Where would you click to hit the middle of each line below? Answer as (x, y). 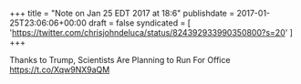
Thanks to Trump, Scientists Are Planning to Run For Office (120, 60)
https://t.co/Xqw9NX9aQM (60, 69)
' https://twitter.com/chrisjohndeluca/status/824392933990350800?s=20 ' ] (151, 32)
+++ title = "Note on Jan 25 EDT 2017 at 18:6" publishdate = (122, 13)
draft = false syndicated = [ (140, 23)
